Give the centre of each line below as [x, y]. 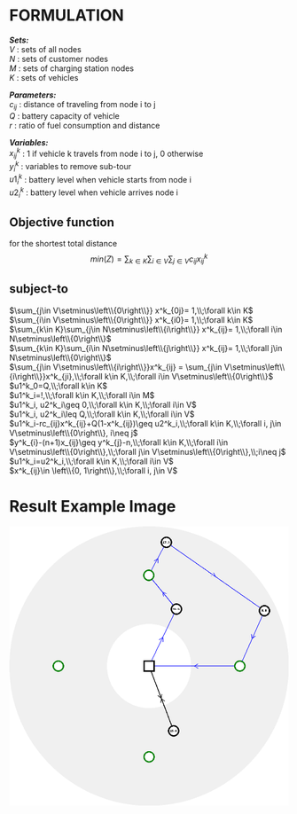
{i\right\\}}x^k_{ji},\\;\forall [56, 376]
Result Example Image [93, 506]
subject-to [39, 289]
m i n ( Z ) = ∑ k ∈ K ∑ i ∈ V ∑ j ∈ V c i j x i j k [149, 259]
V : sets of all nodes [45, 49]
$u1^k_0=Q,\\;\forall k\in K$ [59, 386]
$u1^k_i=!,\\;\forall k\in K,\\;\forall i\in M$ [82, 395]
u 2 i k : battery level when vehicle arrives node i [94, 192]
